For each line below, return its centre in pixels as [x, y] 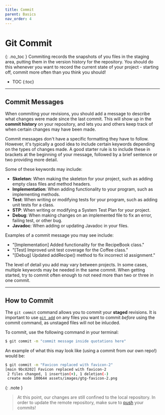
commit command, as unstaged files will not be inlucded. [63, 323]
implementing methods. [36, 194]
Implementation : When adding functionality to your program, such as [82, 189]
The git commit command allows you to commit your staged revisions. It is [81, 312]
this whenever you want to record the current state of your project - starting [82, 67]
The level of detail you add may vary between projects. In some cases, [77, 265]
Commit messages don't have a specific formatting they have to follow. [77, 139]
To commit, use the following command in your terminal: [62, 332]
